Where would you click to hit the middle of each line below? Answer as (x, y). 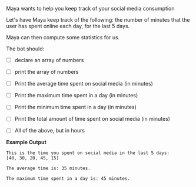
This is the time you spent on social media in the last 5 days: (88, 153)
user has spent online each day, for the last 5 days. (68, 26)
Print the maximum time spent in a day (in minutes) (76, 96)
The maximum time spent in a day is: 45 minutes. (68, 179)
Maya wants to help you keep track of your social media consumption (90, 8)
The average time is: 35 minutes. (49, 169)
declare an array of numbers (49, 60)
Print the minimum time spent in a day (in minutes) (76, 107)
